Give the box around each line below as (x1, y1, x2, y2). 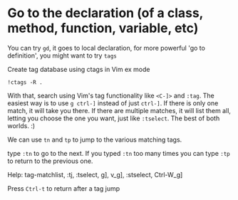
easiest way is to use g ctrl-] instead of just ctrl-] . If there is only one (7, 98, 219, 107)
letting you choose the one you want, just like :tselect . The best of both (7, 114, 220, 122)
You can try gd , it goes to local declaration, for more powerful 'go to (7, 43, 205, 52)
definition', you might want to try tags (7, 51, 118, 60)
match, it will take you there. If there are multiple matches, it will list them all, (7, 106, 232, 115)
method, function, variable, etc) (7, 20, 199, 36)
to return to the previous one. (7, 157, 93, 165)
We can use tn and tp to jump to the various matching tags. (7, 135, 182, 144)
